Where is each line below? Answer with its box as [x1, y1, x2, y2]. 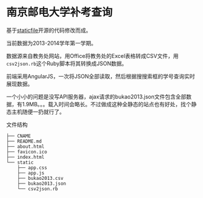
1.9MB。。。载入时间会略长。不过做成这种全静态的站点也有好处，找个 [22, 100, 192, 107]
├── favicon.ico [6, 148, 47, 155]
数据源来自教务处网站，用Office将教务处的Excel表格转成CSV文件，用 [6, 52, 179, 59]
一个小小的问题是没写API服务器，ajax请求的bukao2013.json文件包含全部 [6, 93, 187, 100]
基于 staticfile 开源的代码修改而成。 [6, 27, 92, 34]
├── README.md [6, 138, 42, 144]
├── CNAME [6, 133, 32, 139]
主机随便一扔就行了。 [11, 108, 65, 115]
